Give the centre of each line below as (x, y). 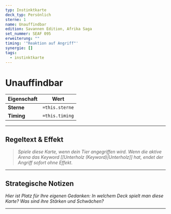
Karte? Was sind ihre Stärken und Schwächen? (55, 201)
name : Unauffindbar (26, 24)
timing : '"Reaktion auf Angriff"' (42, 43)
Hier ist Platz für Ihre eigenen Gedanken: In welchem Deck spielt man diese (84, 196)
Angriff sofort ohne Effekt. (45, 163)
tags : (11, 53)
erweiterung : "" (22, 39)
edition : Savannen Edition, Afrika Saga (49, 29)
